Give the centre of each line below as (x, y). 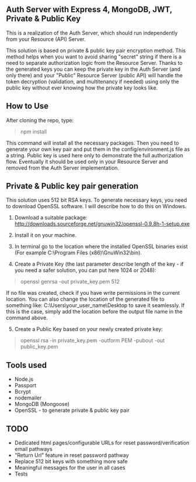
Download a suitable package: (51, 218)
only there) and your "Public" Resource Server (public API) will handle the (94, 75)
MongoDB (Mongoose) (42, 404)
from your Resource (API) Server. (46, 39)
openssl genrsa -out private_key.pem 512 (70, 282)
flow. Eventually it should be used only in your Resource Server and (87, 161)
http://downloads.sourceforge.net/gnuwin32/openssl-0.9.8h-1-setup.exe (102, 224)
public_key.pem (39, 347)
